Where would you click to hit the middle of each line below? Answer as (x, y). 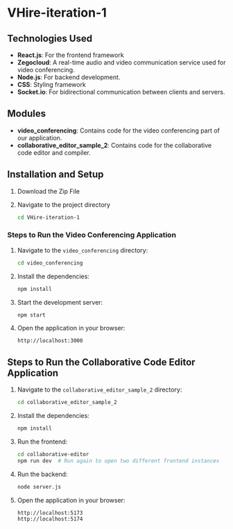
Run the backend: (42, 474)
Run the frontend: (42, 442)
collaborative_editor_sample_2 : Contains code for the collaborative (114, 145)
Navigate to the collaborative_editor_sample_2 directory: (100, 389)
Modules (27, 114)
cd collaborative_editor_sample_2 (67, 403)
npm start (32, 315)
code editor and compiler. (54, 152)
